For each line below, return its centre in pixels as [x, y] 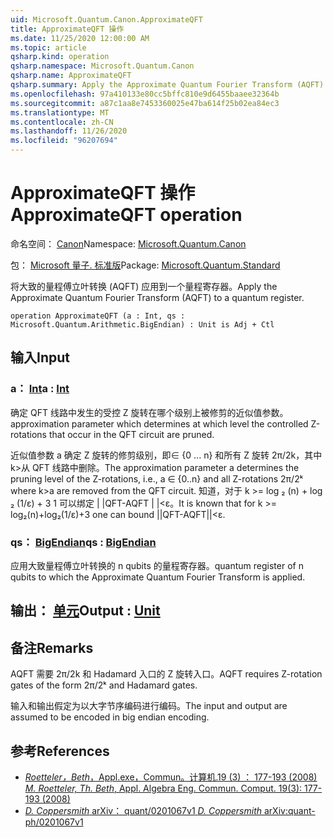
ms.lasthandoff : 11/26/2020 [69, 131]
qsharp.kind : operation [60, 57]
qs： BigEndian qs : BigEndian [83, 542]
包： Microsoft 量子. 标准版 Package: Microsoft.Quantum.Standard [145, 265]
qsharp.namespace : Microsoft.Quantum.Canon [102, 66]
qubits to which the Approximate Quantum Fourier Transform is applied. [158, 577]
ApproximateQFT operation [126, 215]
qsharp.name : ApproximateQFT [71, 76]
